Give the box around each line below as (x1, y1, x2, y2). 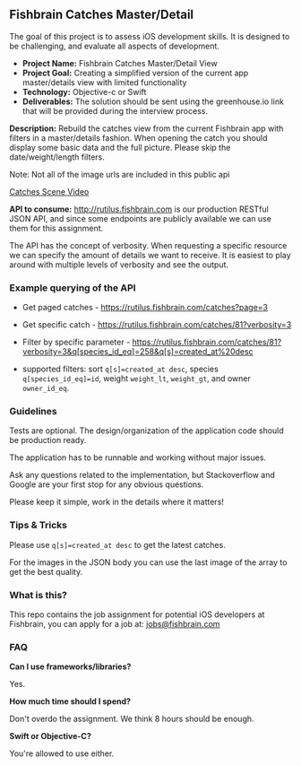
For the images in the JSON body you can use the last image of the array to (9, 556, 288, 568)
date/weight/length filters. (9, 152, 106, 162)
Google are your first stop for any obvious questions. (9, 479, 204, 490)
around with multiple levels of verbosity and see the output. (9, 259, 229, 270)
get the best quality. (9, 566, 83, 577)
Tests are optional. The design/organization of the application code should (9, 425, 284, 436)
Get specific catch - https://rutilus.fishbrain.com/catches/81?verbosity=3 (21, 319, 292, 330)
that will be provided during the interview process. (21, 105, 209, 116)
